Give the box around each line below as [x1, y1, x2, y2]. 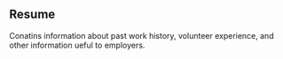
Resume [9, 7, 56, 22]
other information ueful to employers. [9, 40, 145, 50]
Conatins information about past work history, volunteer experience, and [9, 30, 274, 41]
